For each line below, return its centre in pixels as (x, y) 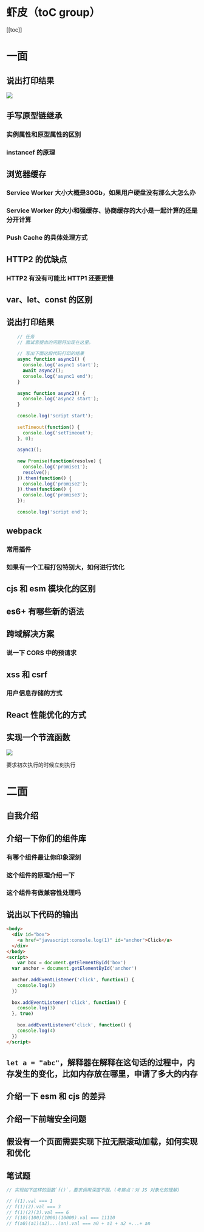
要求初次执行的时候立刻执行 (41, 765)
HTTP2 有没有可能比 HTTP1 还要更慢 (60, 278)
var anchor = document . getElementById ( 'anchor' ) (74, 969)
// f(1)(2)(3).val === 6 (38, 1212)
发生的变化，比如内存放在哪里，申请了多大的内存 (106, 1074)
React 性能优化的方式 (46, 715)
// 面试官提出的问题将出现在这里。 (55, 342)
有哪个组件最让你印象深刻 (44, 857)
